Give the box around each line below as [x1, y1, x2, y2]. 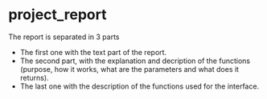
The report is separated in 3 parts [8, 32, 120, 42]
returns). [19, 73, 50, 82]
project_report [8, 6, 107, 24]
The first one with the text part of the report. [19, 47, 167, 57]
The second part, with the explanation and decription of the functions [19, 56, 251, 65]
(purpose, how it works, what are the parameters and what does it [19, 64, 240, 73]
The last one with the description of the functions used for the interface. [19, 81, 260, 91]
